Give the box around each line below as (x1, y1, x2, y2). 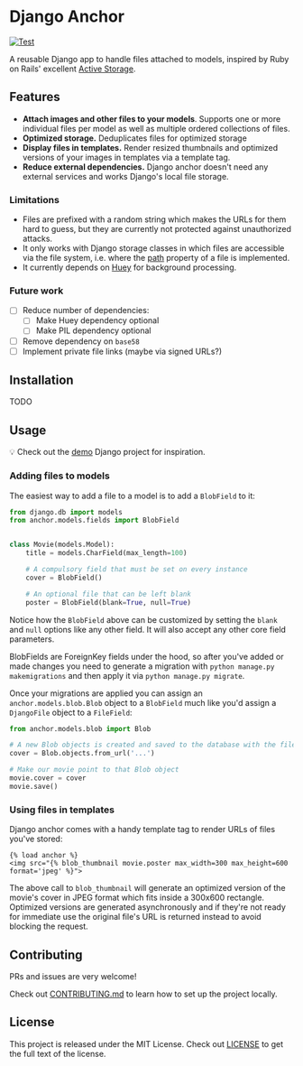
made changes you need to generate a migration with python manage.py (9, 661, 275, 672)
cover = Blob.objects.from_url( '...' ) (9, 749, 155, 758)
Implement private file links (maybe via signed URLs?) (22, 346, 223, 357)
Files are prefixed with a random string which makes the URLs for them (22, 214, 287, 225)
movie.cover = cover (9, 774, 87, 783)
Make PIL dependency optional (35, 325, 151, 336)
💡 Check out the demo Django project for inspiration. (9, 447, 206, 458)
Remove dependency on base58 (22, 336, 140, 347)
